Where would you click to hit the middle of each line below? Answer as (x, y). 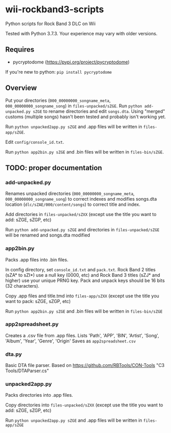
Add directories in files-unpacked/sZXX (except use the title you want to (81, 214)
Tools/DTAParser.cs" (27, 371)
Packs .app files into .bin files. (37, 259)
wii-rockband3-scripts (55, 9)
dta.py (14, 354)
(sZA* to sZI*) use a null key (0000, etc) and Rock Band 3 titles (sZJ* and (83, 275)
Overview (21, 88)
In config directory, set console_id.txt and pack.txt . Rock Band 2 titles (81, 269)
